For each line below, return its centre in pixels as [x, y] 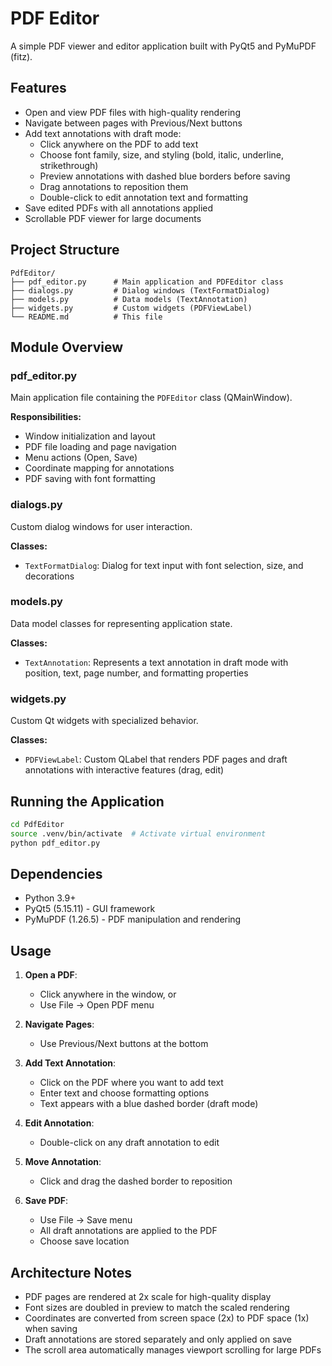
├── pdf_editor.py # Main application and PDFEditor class [147, 282]
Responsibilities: [46, 417]
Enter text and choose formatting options [124, 1093]
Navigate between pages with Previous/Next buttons [133, 123]
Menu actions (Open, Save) [81, 458]
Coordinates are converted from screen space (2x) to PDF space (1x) [167, 1318]
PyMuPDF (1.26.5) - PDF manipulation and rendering [133, 919]
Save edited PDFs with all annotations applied [119, 208]
